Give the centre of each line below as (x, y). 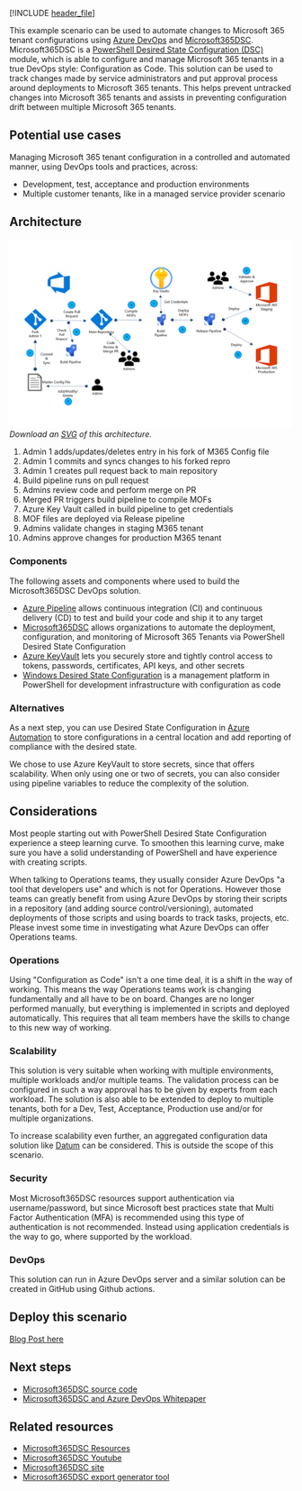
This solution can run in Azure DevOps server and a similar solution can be (147, 1279)
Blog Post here (37, 1339)
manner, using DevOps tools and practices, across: (104, 167)
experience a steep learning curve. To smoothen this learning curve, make (147, 842)
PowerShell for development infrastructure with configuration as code (151, 685)
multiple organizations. (52, 1118)
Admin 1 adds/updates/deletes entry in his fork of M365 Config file (146, 452)
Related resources (62, 1427)
